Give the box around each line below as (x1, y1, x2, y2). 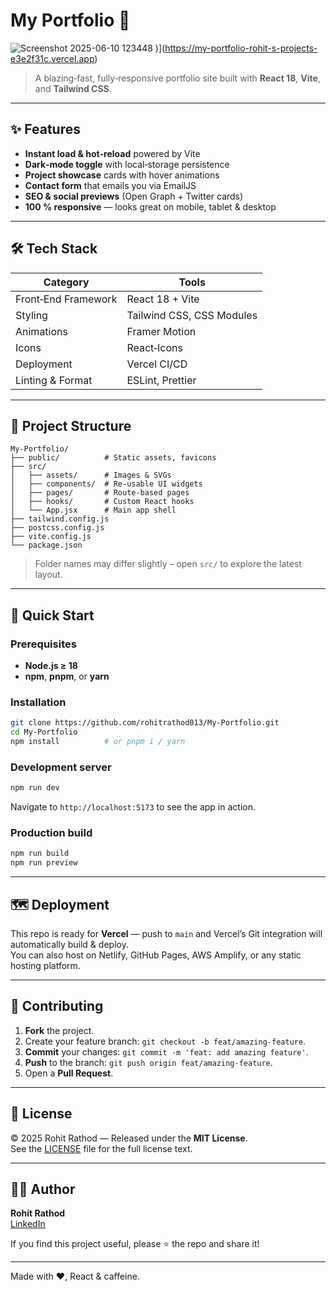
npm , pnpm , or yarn (24, 670, 110, 683)
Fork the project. (24, 1024, 95, 1036)
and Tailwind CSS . (34, 82, 112, 94)
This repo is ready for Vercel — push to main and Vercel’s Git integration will (10, 928, 323, 940)
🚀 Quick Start (10, 607, 95, 624)
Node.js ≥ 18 (24, 660, 78, 672)
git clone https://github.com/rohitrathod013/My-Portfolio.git (10, 718, 280, 728)
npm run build (10, 849, 70, 859)
